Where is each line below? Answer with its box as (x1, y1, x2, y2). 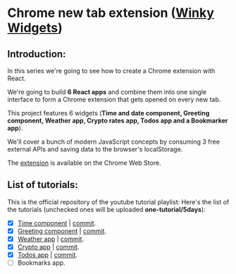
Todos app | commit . (17, 251, 77, 259)
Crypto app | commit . (17, 243, 80, 251)
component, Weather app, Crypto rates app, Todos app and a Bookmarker (7, 116, 228, 125)
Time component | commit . (17, 218, 97, 227)
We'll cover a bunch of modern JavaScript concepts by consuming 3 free (7, 137, 221, 146)
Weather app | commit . (17, 235, 85, 243)
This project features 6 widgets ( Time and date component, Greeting (7, 109, 210, 117)
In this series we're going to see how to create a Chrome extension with (7, 67, 216, 75)
